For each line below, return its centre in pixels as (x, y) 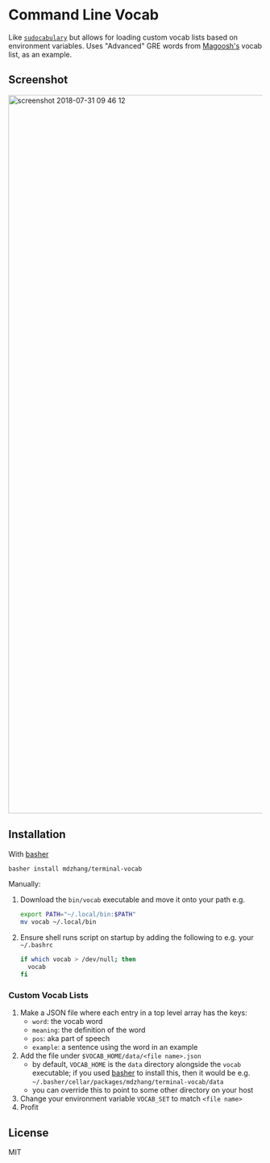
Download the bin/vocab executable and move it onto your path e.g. (133, 900)
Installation (37, 834)
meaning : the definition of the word (89, 1030)
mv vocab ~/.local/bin (58, 922)
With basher (29, 853)
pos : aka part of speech (71, 1039)
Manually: (25, 884)
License (29, 1133)
